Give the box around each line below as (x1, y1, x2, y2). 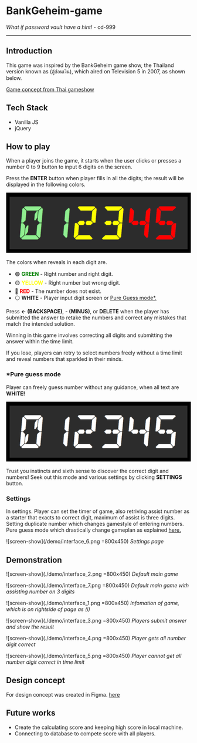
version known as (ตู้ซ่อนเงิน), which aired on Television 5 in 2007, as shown (6, 67, 186, 75)
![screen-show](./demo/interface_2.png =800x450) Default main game (6, 570, 179, 577)
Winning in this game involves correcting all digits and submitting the (6, 332, 172, 339)
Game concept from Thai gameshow (6, 86, 95, 93)
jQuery (14, 124, 31, 131)
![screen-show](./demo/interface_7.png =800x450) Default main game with (6, 582, 189, 589)
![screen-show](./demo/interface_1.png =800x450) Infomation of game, (6, 600, 180, 607)
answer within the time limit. (6, 338, 74, 345)
